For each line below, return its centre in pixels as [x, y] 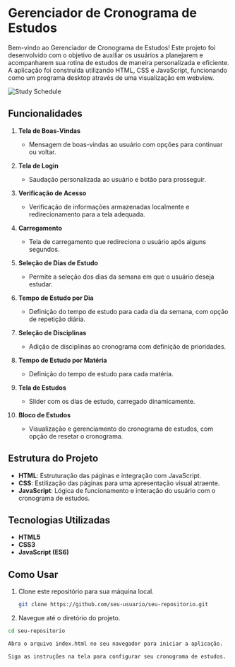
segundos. [44, 249]
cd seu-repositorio [37, 631]
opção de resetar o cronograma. [76, 436]
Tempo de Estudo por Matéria [62, 360]
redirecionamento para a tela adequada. [87, 214]
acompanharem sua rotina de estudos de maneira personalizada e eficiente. [119, 62]
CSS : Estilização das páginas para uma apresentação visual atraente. [119, 483]
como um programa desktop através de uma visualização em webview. [111, 77]
